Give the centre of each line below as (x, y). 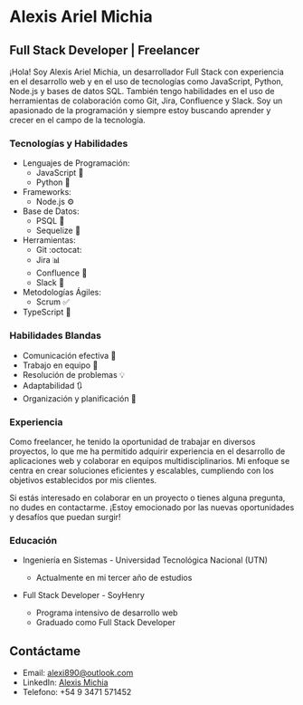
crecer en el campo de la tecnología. (78, 120)
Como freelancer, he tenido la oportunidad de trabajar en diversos (133, 441)
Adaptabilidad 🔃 (52, 385)
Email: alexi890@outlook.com (78, 673)
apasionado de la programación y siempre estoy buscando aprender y (140, 110)
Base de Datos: (51, 211)
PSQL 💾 (50, 221)
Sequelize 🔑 (58, 231)
